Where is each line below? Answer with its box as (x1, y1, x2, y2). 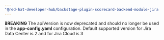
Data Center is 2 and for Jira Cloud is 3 (4, 30, 83, 36)
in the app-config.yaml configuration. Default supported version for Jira (4, 25, 151, 31)
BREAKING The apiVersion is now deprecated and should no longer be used (4, 20, 159, 26)
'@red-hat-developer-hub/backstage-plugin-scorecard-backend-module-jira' (4, 7, 161, 12)
